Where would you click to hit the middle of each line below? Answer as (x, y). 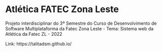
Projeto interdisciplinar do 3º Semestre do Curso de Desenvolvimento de (81, 23)
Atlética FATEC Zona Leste (62, 9)
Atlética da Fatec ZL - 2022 (34, 34)
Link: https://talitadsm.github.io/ (38, 43)
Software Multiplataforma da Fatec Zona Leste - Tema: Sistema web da (79, 28)
